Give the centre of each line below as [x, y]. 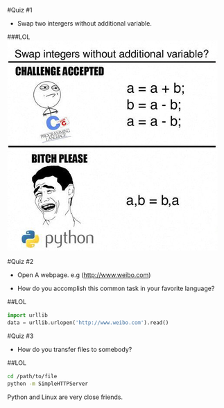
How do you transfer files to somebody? [75, 349]
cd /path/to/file [32, 376]
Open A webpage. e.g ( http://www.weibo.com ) [84, 275]
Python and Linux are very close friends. [65, 397]
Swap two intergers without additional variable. [85, 23]
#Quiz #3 [20, 336]
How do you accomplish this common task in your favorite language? [116, 288]
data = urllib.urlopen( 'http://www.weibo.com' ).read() [88, 322]
